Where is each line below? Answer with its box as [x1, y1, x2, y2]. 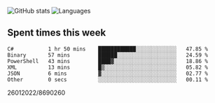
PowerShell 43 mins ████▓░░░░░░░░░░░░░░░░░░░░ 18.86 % [7, 57, 209, 64]
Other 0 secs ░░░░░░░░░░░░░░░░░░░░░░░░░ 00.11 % [7, 76, 209, 83]
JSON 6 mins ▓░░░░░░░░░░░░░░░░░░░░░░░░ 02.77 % [7, 70, 209, 77]
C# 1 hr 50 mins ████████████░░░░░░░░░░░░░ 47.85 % [7, 46, 209, 53]
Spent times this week [7, 27, 106, 39]
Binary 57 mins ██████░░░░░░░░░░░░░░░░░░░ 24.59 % [7, 51, 209, 59]
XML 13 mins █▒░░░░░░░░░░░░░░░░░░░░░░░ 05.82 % [7, 64, 209, 71]
